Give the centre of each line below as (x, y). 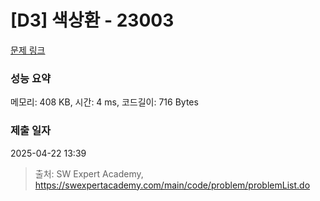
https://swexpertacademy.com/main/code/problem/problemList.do (172, 185)
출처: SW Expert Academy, (89, 173)
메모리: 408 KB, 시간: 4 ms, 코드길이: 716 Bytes (104, 102)
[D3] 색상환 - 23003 (92, 20)
